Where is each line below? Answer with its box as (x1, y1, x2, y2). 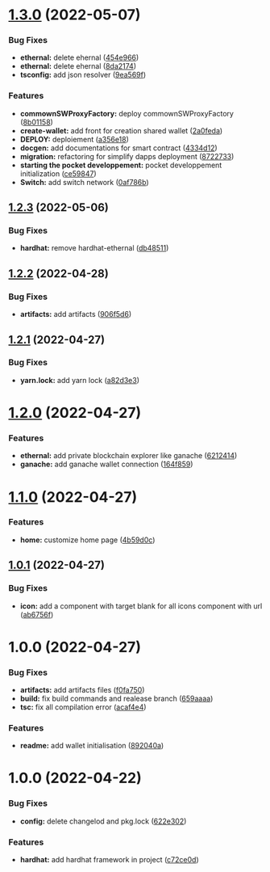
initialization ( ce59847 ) (19, 168, 97, 179)
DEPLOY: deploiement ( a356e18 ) (19, 134, 129, 144)
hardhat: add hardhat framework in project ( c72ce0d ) (19, 855, 199, 865)
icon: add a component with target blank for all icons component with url (19, 600, 263, 611)
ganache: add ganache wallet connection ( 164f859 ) (19, 459, 193, 470)
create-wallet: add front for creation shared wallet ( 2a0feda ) (19, 125, 223, 135)
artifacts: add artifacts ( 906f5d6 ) (19, 310, 131, 319)
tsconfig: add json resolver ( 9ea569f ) (19, 70, 147, 80)
